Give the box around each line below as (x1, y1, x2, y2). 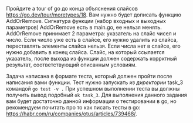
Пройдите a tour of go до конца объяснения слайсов (6, 5, 138, 12)
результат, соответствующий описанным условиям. (6, 61, 137, 68)
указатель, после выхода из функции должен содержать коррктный (6, 55, 177, 62)
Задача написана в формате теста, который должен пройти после (6, 73, 172, 79)
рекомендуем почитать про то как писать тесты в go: (6, 104, 141, 111)
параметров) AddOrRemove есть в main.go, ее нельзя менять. (6, 24, 162, 31)
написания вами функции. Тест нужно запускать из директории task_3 (6, 79, 184, 86)
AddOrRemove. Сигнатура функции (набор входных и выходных (6, 18, 166, 24)
